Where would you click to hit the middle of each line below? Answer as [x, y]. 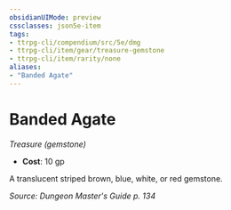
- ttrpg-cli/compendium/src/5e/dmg [75, 42]
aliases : [25, 68]
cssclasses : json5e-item [55, 26]
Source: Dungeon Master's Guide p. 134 [83, 196]
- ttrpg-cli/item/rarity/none [65, 59]
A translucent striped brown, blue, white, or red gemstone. [116, 178]
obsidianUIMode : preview [55, 17]
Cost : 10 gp [43, 161]
